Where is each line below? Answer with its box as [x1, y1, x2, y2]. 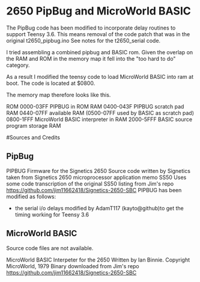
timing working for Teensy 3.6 [14, 211, 89, 218]
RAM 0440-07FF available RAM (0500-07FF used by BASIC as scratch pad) [6, 109, 194, 116]
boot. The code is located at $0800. [6, 80, 95, 87]
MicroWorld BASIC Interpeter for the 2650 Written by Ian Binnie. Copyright [6, 256, 190, 263]
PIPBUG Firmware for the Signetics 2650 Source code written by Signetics [6, 167, 191, 174]
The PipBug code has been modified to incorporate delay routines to [6, 24, 176, 31]
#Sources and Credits [6, 134, 60, 141]
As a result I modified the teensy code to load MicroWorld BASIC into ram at [6, 73, 194, 80]
